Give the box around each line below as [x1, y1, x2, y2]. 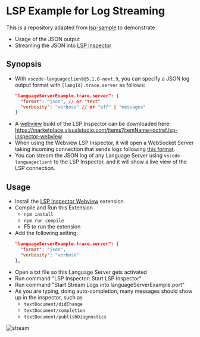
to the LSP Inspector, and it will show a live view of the [53, 158, 187, 165]
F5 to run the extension [23, 223, 81, 230]
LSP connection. [14, 165, 55, 172]
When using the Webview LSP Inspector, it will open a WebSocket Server [14, 139, 194, 147]
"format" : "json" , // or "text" [20, 98, 101, 104]
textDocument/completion [23, 307, 86, 314]
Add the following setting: [14, 230, 79, 237]
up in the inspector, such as [14, 293, 83, 301]
